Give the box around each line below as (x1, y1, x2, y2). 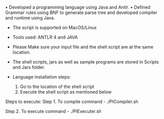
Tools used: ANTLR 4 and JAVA (12, 34, 78, 40)
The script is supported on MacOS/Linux (12, 24, 97, 30)
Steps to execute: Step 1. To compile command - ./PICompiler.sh (5, 98, 138, 104)
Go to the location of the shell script (20, 83, 95, 89)
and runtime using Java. (5, 15, 55, 20)
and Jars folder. (12, 64, 45, 70)
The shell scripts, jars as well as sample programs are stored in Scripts (12, 59, 159, 64)
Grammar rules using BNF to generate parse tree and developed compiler (5, 9, 157, 15)
